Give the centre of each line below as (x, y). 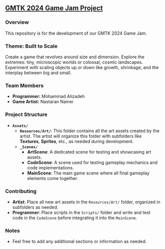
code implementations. (51, 167)
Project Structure (26, 115)
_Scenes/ (29, 147)
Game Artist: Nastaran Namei (43, 102)
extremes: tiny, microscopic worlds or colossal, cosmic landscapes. (74, 62)
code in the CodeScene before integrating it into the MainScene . (75, 218)
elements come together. (53, 178)
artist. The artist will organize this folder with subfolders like (81, 136)
